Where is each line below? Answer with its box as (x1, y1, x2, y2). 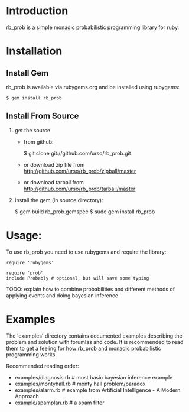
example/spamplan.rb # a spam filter (14, 399, 105, 406)
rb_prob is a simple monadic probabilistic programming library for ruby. (6, 24, 180, 31)
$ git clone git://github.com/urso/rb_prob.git (23, 150, 131, 157)
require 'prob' (6, 270, 44, 276)
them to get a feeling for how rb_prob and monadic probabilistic (6, 345, 161, 352)
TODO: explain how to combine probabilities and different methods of (6, 286, 175, 293)
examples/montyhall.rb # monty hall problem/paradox (14, 380, 146, 387)
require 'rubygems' (6, 259, 54, 265)
